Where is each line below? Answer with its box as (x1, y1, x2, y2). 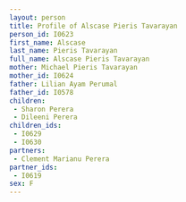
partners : (9, 146, 46, 155)
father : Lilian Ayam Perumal (9, 80, 118, 88)
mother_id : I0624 (9, 72, 74, 80)
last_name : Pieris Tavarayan (9, 46, 118, 55)
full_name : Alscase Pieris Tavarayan (9, 55, 150, 63)
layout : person (9, 13, 66, 22)
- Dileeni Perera (13, 113, 78, 122)
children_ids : (9, 122, 63, 130)
